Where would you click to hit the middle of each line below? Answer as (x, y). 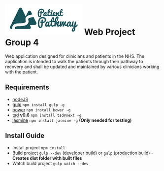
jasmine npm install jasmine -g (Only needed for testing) (72, 120)
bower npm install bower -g (41, 109)
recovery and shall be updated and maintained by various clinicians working (82, 67)
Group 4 (22, 43)
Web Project (110, 32)
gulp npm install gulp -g (38, 104)
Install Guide (25, 136)
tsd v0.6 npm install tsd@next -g (47, 115)
